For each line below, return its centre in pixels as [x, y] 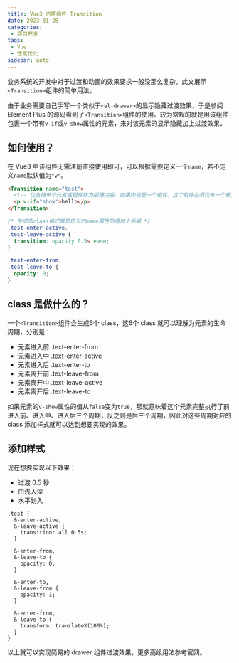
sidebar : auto [28, 60]
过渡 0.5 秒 [33, 482]
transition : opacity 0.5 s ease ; [62, 241]
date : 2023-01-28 [33, 21]
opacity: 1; [38, 595]
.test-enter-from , [34, 260]
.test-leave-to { [33, 267]
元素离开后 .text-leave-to [54, 391]
